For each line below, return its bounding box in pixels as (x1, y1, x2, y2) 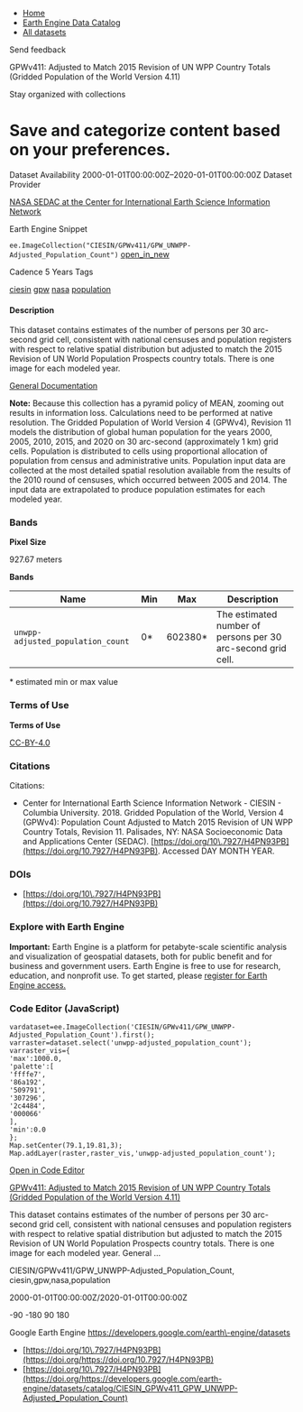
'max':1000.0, (9, 1054, 63, 1063)
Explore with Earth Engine (9, 920, 124, 933)
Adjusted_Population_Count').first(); (9, 1030, 155, 1039)
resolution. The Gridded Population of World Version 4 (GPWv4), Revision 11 (9, 417, 291, 428)
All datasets (22, 27, 67, 37)
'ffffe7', (9, 1069, 47, 1079)
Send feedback (9, 44, 66, 55)
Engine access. (9, 979, 66, 991)
